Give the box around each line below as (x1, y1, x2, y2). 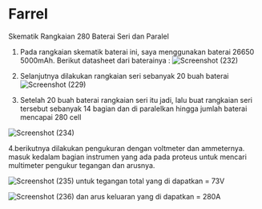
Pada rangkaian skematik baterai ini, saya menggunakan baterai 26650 (19, 47, 255, 56)
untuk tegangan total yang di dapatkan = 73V (75, 176, 225, 186)
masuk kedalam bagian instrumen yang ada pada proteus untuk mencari (8, 152, 247, 162)
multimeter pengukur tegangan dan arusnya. (8, 160, 155, 170)
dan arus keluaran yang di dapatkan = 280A (75, 191, 221, 201)
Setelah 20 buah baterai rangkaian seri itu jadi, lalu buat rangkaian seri (19, 95, 252, 104)
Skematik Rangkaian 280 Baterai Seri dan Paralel (8, 31, 170, 41)
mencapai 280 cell (19, 112, 82, 121)
